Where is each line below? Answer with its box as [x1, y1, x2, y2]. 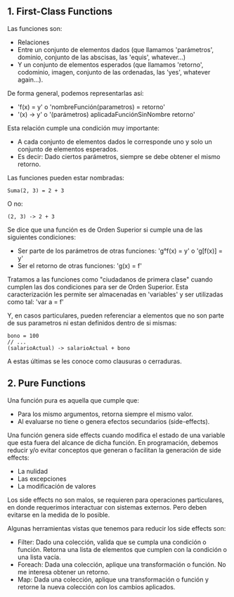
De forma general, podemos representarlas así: [7, 89, 144, 97]
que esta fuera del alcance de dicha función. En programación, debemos [7, 438, 219, 446]
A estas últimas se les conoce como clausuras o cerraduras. [7, 357, 182, 365]
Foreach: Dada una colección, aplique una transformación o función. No [17, 560, 226, 569]
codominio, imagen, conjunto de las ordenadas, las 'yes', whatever [17, 68, 211, 76]
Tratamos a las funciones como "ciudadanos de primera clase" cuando [7, 275, 213, 284]
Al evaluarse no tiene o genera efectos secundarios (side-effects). [17, 417, 210, 425]
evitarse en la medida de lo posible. [7, 510, 110, 519]
